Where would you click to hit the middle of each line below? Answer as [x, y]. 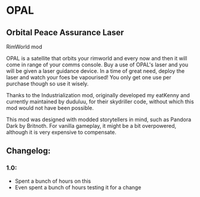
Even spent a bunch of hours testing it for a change [78, 187]
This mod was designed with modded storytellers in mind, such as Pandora [99, 119]
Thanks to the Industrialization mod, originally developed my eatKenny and [98, 95]
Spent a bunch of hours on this [53, 181]
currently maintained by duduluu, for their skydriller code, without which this [100, 101]
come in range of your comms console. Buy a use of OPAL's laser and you [97, 64]
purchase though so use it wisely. [47, 84]
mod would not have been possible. [50, 108]
